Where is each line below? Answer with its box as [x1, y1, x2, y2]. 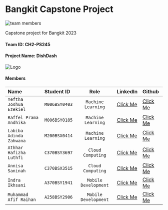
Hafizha [7, 149, 26, 155]
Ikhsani [7, 182, 26, 188]
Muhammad [7, 191, 28, 197]
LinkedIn [116, 88, 138, 95]
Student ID [44, 88, 70, 95]
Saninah [7, 168, 26, 173]
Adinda [7, 133, 23, 138]
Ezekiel [7, 106, 26, 112]
